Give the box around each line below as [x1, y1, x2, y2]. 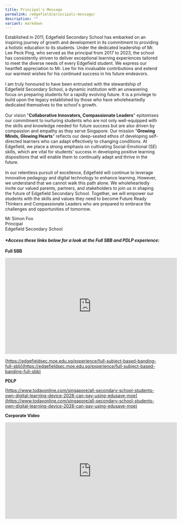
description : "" [5, 16, 38, 21]
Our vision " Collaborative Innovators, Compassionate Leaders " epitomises [5, 112, 159, 118]
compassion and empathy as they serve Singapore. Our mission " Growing [5, 128, 156, 134]
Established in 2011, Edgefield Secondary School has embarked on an [5, 34, 146, 40]
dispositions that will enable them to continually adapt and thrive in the [5, 154, 148, 160]
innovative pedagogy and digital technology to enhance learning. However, [5, 175, 157, 181]
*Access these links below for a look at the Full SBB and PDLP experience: [5, 237, 160, 243]
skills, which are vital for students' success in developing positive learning [5, 149, 155, 155]
